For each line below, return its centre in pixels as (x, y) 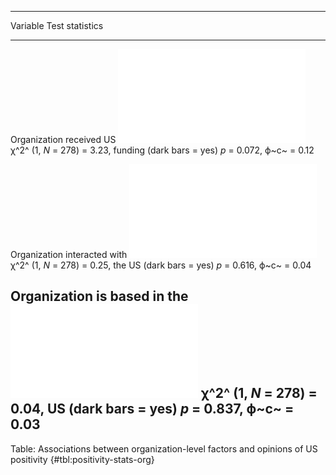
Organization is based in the (99, 296)
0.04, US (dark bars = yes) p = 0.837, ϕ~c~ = (152, 409)
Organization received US (63, 139)
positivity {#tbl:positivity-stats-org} (82, 459)
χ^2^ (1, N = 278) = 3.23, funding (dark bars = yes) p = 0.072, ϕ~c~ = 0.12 (162, 150)
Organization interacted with (69, 254)
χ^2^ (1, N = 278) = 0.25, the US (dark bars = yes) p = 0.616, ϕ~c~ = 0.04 (161, 265)
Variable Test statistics (57, 25)
